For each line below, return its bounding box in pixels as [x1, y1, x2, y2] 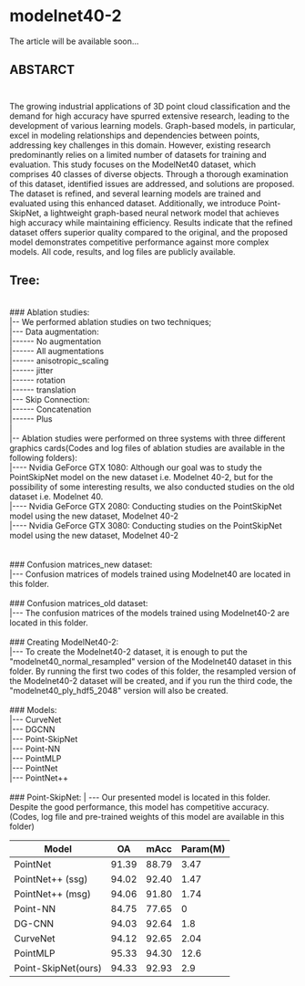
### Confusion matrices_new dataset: [9, 559, 153, 570]
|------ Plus [9, 413, 53, 425]
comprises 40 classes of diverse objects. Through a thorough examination [9, 168, 289, 179]
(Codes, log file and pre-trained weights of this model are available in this [9, 811, 285, 822]
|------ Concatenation [9, 404, 92, 414]
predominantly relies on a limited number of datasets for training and [9, 149, 267, 160]
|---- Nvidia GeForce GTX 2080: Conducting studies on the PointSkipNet [9, 500, 282, 511]
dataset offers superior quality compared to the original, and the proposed [9, 226, 289, 237]
